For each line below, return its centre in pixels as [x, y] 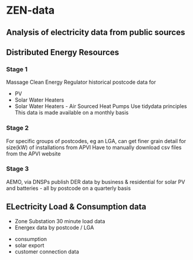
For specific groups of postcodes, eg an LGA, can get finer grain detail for [96, 141]
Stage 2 [17, 128]
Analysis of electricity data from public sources [96, 32]
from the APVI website [33, 153]
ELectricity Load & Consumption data [76, 207]
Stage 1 [17, 69]
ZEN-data [30, 10]
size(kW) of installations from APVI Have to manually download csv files [94, 147]
